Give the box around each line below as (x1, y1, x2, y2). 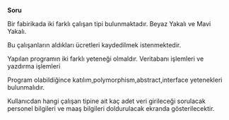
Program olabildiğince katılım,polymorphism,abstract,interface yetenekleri (7, 76, 223, 84)
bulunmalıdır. (7, 83, 45, 91)
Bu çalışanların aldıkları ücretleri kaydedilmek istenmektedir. (7, 41, 182, 49)
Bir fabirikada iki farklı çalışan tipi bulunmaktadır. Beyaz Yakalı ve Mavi (7, 20, 211, 28)
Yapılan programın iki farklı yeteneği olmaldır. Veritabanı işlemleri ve (7, 54, 204, 63)
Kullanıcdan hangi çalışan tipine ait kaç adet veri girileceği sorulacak (7, 97, 206, 105)
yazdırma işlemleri (7, 62, 61, 70)
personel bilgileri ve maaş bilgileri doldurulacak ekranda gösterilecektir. (7, 104, 215, 112)
